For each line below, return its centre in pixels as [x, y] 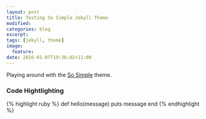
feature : [23, 52]
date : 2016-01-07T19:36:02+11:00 [49, 57]
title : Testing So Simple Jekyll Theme [57, 18]
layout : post [23, 12]
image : [15, 46]
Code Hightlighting [35, 90]
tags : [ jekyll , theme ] [35, 40]
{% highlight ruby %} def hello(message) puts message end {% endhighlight [103, 104]
